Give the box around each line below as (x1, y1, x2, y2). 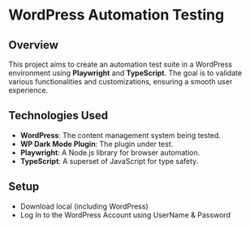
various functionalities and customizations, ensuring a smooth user (8, 77, 233, 86)
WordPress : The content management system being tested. (19, 130, 222, 140)
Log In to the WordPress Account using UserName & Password (19, 209, 231, 220)
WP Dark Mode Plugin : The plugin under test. (19, 139, 174, 148)
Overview (8, 38, 59, 52)
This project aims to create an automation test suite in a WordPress (8, 59, 233, 69)
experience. (8, 85, 49, 95)
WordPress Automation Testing (8, 6, 225, 24)
